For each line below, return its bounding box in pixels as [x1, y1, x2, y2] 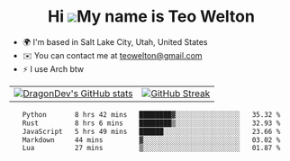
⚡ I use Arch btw [22, 63, 85, 74]
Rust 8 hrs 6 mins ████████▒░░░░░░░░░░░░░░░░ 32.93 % [22, 119, 281, 128]
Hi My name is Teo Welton [48, 6, 255, 27]
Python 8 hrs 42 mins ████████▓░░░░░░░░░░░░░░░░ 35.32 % [22, 110, 281, 119]
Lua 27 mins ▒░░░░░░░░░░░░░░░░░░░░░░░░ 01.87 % [22, 144, 281, 153]
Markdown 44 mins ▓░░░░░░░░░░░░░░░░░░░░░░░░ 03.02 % [22, 135, 281, 145]
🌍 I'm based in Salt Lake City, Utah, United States [22, 36, 208, 47]
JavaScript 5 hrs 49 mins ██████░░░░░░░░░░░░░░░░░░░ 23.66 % [22, 127, 281, 136]
